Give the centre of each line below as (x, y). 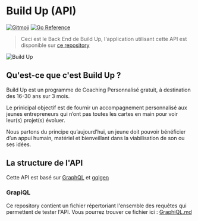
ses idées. (19, 144)
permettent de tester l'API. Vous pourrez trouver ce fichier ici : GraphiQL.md (99, 211)
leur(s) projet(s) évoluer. (36, 120)
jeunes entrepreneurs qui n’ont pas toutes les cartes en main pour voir (92, 113)
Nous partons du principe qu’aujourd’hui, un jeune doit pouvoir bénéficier (96, 131)
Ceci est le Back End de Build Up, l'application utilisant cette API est (104, 39)
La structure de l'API (45, 163)
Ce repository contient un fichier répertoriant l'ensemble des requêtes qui (96, 206)
